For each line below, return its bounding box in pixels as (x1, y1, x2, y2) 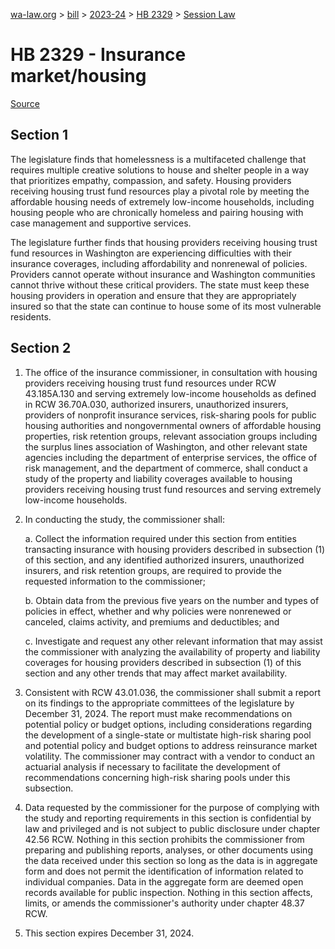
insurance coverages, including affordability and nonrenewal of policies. (10, 257, 308, 269)
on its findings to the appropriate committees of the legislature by (24, 697, 295, 709)
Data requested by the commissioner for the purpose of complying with (24, 801, 320, 813)
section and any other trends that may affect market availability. (24, 667, 288, 679)
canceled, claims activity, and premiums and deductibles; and (24, 615, 280, 628)
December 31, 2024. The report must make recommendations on (24, 707, 293, 719)
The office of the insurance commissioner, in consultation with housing (24, 366, 318, 378)
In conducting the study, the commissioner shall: (24, 513, 225, 525)
